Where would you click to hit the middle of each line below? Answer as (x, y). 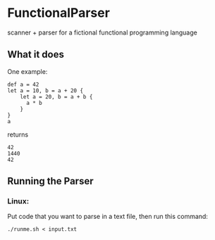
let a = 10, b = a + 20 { (45, 90)
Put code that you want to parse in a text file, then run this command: (107, 217)
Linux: (18, 201)
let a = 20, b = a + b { (56, 96)
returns (18, 134)
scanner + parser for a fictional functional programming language (102, 32)
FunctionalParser (59, 13)
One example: (27, 71)
